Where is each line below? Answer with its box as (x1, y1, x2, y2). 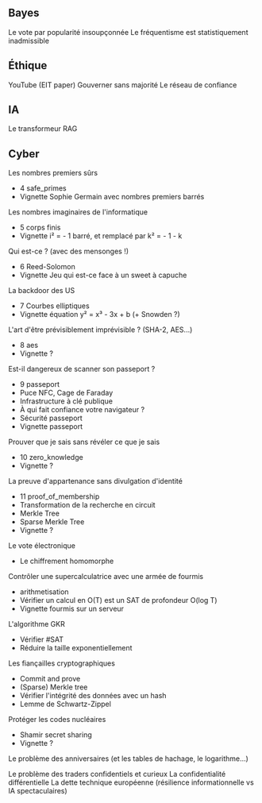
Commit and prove (19, 674, 81, 684)
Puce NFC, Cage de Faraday (19, 388, 114, 398)
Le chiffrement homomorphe (19, 556, 114, 566)
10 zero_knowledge (19, 453, 83, 462)
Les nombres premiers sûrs (8, 168, 98, 178)
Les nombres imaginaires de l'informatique (8, 207, 148, 217)
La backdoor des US (8, 286, 75, 295)
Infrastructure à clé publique (19, 396, 114, 406)
